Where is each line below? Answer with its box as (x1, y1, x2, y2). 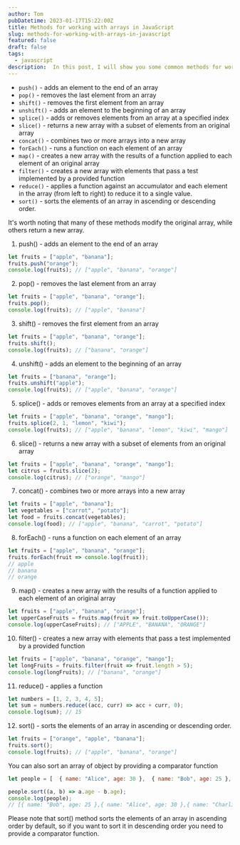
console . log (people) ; (8, 794, 73, 802)
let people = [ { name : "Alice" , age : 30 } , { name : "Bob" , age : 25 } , (8, 775, 232, 782)
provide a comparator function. (8, 829, 100, 838)
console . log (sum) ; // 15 (8, 709, 82, 716)
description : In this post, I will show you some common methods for (8, 63, 222, 71)
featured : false (8, 37, 56, 44)
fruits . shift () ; (8, 339, 56, 347)
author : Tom (8, 10, 43, 18)
